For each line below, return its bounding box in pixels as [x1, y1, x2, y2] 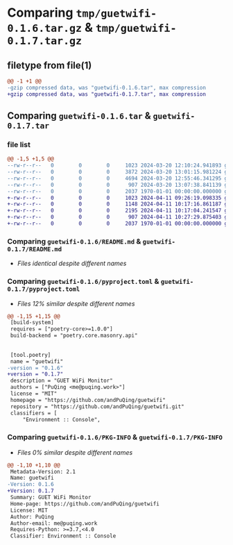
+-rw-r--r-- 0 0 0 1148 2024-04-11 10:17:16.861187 [7, 201, 222, 208]
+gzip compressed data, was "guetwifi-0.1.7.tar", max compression [7, 90, 207, 98]
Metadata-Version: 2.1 [10, 468, 76, 475]
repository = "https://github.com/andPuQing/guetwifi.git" [10, 403, 185, 410]
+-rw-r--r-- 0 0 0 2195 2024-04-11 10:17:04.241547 [7, 207, 222, 215]
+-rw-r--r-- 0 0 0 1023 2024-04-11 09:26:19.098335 [7, 194, 222, 201]
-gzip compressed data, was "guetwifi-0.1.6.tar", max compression [7, 84, 207, 91]
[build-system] [10, 319, 54, 326]
